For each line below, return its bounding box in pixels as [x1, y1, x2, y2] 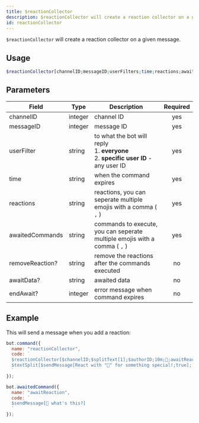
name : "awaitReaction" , [11, 389, 70, 395]
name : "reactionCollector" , [11, 345, 81, 352]
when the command [94, 171, 150, 179]
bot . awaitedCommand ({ [6, 384, 60, 390]
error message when [94, 285, 152, 293]
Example [6, 313, 39, 323]
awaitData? [9, 276, 40, 284]
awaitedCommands [9, 231, 63, 239]
